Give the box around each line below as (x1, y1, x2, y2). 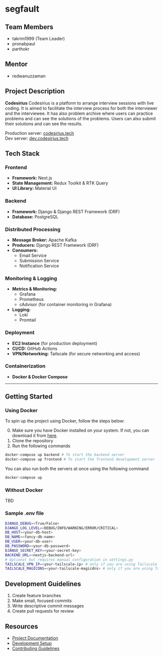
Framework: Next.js (12, 175, 52, 181)
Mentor (5, 60, 28, 69)
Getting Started (5, 393, 53, 401)
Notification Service (19, 263, 59, 269)
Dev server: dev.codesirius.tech (5, 135, 69, 141)
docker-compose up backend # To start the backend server (5, 453, 125, 457)
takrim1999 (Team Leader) (12, 36, 65, 41)
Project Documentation (12, 635, 58, 641)
